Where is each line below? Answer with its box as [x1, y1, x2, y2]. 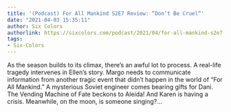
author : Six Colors [7, 23, 63, 30]
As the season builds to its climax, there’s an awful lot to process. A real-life [7, 61, 221, 69]
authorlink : [7, 29, 41, 36]
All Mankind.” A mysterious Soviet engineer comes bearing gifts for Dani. [7, 83, 213, 91]
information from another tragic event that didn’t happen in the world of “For [7, 76, 223, 83]
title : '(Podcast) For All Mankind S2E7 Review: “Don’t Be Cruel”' [7, 10, 205, 17]
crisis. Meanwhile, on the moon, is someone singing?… [7, 98, 163, 105]
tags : [7, 36, 23, 43]
